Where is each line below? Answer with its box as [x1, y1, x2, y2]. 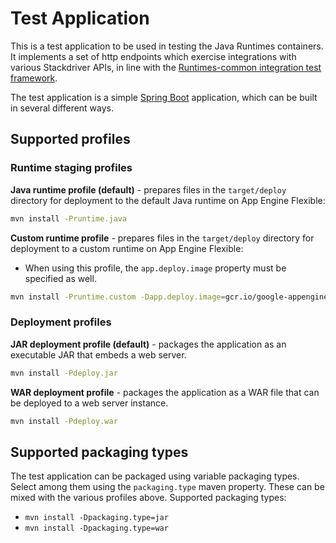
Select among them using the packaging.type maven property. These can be [10, 481, 325, 493]
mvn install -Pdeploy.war [10, 416, 118, 426]
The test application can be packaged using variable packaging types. [10, 470, 300, 482]
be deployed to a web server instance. [10, 397, 169, 409]
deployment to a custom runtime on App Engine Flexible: [10, 242, 244, 254]
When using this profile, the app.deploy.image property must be [24, 262, 287, 274]
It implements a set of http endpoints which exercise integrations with [10, 50, 297, 62]
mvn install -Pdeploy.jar [10, 368, 118, 378]
